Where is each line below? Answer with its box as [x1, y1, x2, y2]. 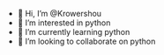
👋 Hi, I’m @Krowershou [17, 9, 102, 18]
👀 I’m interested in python [17, 17, 111, 28]
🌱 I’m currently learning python [17, 27, 130, 37]
